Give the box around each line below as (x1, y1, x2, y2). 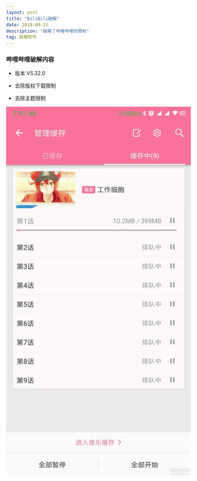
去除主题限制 (14, 94, 46, 102)
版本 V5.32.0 (14, 70, 46, 77)
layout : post (6, 9, 38, 15)
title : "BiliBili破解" (6, 15, 60, 22)
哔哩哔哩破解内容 (6, 56, 55, 64)
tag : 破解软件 (6, 34, 37, 40)
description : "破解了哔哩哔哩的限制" (6, 28, 90, 34)
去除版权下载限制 (14, 82, 56, 89)
